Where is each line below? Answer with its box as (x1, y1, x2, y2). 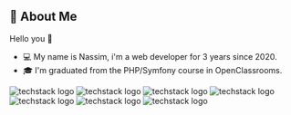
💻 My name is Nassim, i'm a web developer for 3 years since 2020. (22, 51, 277, 62)
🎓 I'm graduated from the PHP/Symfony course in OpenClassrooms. (22, 64, 283, 75)
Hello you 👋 (9, 33, 53, 43)
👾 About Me (9, 9, 78, 24)
